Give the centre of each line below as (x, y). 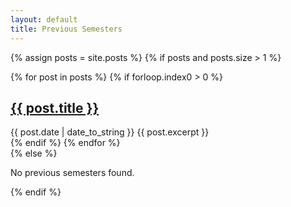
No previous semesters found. (72, 173)
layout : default (44, 19)
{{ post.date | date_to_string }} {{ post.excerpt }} (110, 132)
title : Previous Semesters (66, 29)
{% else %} (34, 153)
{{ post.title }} (55, 107)
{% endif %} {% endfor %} (65, 143)
